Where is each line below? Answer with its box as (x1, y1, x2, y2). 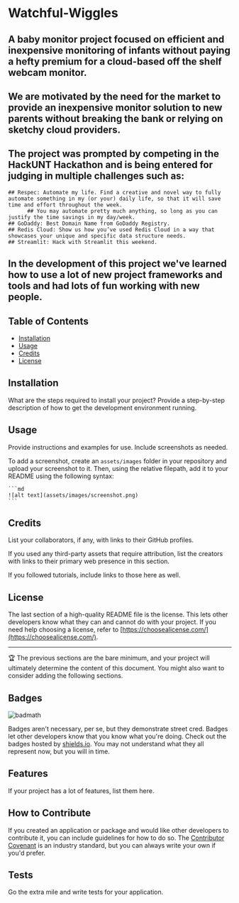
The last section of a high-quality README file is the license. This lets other (8, 610, 228, 619)
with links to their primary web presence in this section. (8, 557, 169, 565)
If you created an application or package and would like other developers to (8, 826, 229, 834)
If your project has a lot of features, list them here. (8, 786, 155, 795)
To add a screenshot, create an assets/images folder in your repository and (8, 456, 227, 465)
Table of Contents (8, 315, 89, 327)
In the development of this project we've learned (8, 257, 227, 270)
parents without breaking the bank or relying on (8, 112, 223, 125)
